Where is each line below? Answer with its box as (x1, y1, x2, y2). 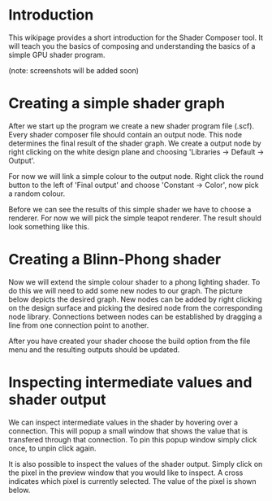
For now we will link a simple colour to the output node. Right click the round (8, 171, 264, 181)
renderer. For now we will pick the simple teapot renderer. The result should (8, 213, 261, 223)
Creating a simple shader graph (8, 94, 226, 113)
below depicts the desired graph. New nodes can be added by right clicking (8, 294, 262, 304)
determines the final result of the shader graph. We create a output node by (8, 138, 261, 148)
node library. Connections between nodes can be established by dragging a (8, 311, 262, 321)
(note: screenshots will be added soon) (8, 65, 140, 75)
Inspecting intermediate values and (8, 373, 253, 391)
